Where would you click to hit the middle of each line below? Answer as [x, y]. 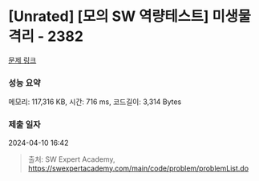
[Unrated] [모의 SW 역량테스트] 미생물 [129, 16]
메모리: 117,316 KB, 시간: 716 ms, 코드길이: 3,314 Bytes [95, 102]
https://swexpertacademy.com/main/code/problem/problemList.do [138, 168]
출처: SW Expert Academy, [71, 159]
